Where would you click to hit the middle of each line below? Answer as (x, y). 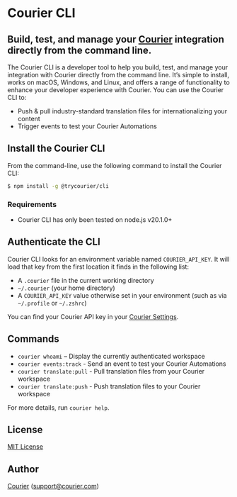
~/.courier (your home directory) (66, 288)
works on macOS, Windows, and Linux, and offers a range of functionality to (118, 82)
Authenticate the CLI (54, 242)
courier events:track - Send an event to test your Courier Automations (122, 364)
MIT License (25, 447)
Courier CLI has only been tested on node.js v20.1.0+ (95, 219)
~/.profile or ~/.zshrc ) (52, 303)
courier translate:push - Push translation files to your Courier (109, 386)
